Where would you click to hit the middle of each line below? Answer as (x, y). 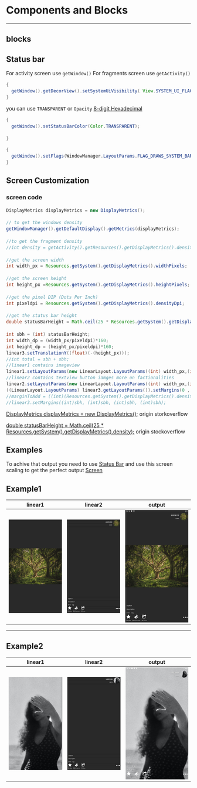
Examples (24, 450)
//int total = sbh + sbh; (38, 359)
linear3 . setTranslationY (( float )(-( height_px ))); (68, 353)
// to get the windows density (44, 223)
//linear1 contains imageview (43, 365)
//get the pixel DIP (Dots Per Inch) (52, 297)
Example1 (24, 489)
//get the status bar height (42, 316)
